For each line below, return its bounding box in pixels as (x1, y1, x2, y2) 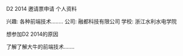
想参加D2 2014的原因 (6, 30, 59, 38)
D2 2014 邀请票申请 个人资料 (6, 5, 77, 12)
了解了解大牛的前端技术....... (6, 43, 75, 50)
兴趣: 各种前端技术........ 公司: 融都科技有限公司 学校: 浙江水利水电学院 (6, 18, 178, 25)
